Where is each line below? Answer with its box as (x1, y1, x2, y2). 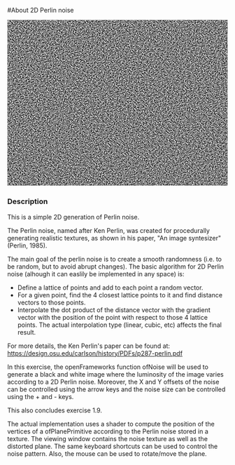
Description (7, 196, 48, 206)
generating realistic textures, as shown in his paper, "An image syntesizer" (7, 234, 222, 242)
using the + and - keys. (7, 392, 74, 400)
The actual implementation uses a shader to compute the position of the (7, 419, 215, 428)
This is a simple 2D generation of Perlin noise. (7, 213, 140, 221)
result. (17, 328, 36, 336)
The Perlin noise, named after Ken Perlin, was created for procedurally (7, 226, 210, 234)
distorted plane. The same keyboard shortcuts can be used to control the (7, 442, 218, 450)
